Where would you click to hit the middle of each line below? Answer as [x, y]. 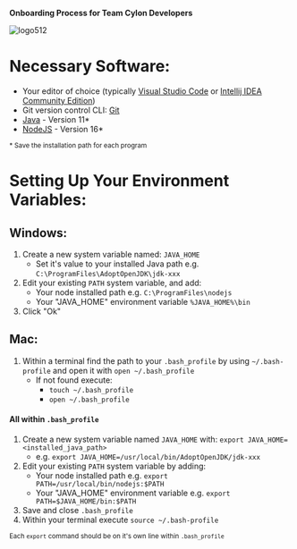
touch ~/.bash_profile [91, 390]
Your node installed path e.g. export [102, 475]
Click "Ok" [41, 311]
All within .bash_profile [54, 419]
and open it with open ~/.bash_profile [123, 370]
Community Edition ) [59, 100]
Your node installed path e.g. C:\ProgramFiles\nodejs [134, 292]
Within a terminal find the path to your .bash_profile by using [136, 360]
